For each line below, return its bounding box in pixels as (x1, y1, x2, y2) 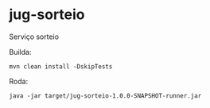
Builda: (9, 47, 32, 56)
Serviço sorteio (9, 32, 59, 41)
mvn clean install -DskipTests (9, 62, 113, 71)
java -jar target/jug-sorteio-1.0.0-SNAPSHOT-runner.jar (9, 91, 202, 100)
